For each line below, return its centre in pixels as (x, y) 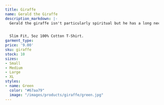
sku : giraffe (18, 50)
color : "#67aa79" (27, 90)
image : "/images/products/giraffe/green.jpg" (57, 95)
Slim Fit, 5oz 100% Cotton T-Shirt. (47, 36)
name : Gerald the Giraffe (31, 14)
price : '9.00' (20, 45)
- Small (13, 63)
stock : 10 (15, 54)
